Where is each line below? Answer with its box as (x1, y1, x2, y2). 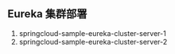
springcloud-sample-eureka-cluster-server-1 (18, 28, 166, 38)
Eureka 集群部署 (7, 7, 87, 21)
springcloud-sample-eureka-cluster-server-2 (18, 37, 168, 46)
